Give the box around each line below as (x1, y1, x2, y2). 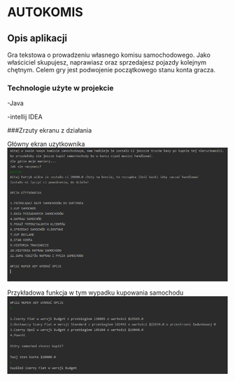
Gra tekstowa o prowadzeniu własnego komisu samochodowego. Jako (7, 51, 211, 59)
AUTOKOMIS (7, 4, 84, 20)
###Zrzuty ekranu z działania (7, 126, 92, 135)
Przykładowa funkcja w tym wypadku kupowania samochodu (7, 288, 184, 297)
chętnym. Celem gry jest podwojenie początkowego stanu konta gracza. (7, 66, 215, 74)
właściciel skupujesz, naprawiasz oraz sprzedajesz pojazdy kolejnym (7, 58, 207, 67)
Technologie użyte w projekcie (7, 83, 114, 93)
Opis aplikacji (7, 32, 68, 44)
